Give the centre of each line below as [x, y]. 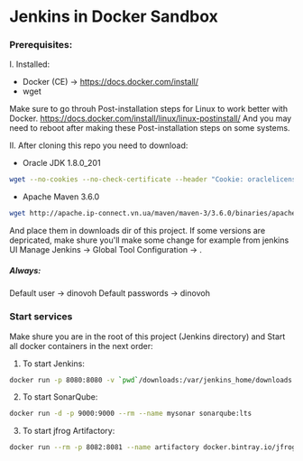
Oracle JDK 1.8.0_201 [61, 163]
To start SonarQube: [60, 397]
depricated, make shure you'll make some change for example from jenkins [149, 240]
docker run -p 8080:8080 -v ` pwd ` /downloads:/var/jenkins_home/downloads [151, 380]
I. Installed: [30, 64]
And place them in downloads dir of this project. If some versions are [138, 231]
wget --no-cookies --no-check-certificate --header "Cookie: [127, 180]
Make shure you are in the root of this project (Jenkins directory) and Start [147, 337]
